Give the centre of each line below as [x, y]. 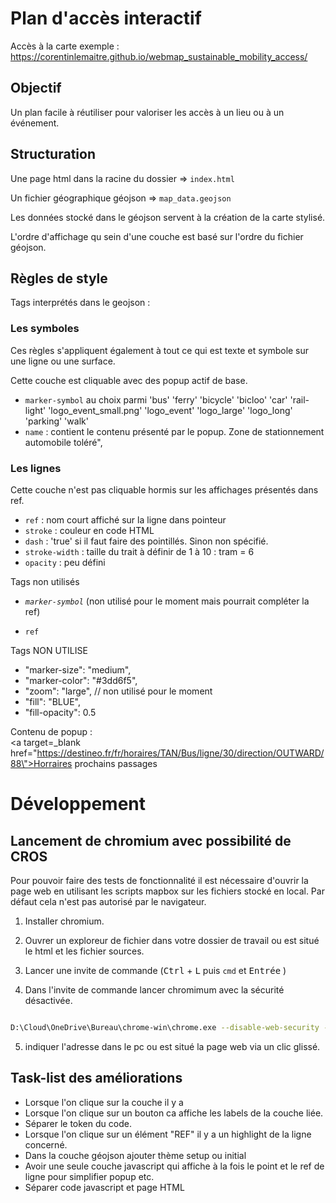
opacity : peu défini [65, 562]
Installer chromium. [64, 921]
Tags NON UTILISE [49, 650]
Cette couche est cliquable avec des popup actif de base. [129, 380]
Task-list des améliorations [96, 1078]
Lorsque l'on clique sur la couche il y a [104, 1102]
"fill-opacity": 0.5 [60, 712]
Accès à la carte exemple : [65, 46]
